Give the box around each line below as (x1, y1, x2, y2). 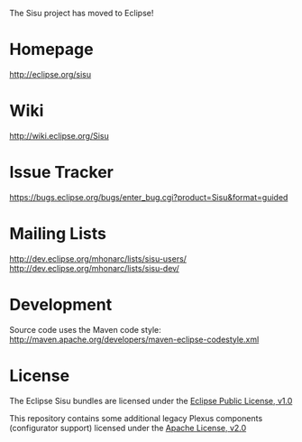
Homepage (9, 40, 94, 60)
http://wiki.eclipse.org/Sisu (9, 130, 110, 141)
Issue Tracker (9, 162, 114, 183)
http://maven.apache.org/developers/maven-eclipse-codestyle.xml (9, 334, 260, 345)
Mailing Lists (9, 224, 106, 244)
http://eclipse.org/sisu (9, 69, 92, 79)
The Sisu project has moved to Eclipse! (9, 8, 154, 18)
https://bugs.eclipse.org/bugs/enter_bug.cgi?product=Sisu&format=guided (9, 191, 288, 202)
